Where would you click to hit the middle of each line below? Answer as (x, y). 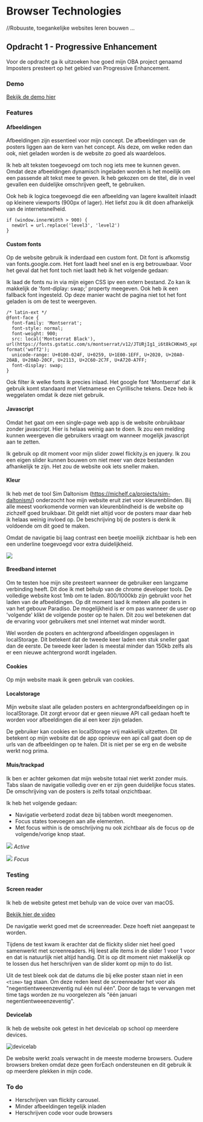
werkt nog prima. (27, 751)
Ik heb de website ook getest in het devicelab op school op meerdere (92, 1028)
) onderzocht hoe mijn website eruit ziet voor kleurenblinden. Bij (112, 500)
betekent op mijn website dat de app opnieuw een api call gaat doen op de (99, 738)
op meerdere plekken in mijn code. (49, 1071)
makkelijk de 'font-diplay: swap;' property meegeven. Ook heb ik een (92, 288)
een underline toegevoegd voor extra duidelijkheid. (70, 544)
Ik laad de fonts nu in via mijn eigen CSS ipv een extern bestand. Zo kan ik (98, 282)
